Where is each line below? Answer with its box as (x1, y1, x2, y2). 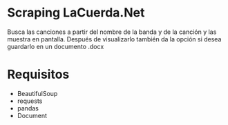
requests (17, 97, 43, 105)
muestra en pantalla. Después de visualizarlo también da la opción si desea (7, 35, 222, 43)
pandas (17, 104, 39, 112)
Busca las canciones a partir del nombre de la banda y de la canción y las (7, 28, 217, 36)
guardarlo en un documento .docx (7, 42, 104, 50)
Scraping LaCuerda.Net (7, 5, 145, 21)
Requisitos (7, 67, 70, 82)
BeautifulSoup (17, 89, 58, 97)
